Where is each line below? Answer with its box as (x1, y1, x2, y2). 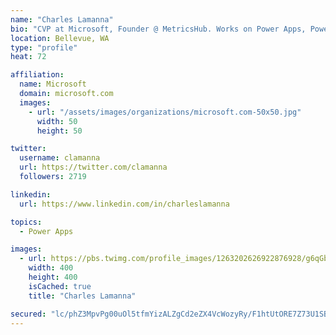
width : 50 (36, 116, 78, 126)
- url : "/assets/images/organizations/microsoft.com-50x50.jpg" (28, 107, 302, 117)
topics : (10, 217, 43, 227)
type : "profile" (10, 42, 78, 53)
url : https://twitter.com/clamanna (19, 162, 168, 173)
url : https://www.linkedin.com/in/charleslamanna (19, 199, 230, 209)
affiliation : (10, 70, 65, 80)
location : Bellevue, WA (10, 33, 110, 43)
